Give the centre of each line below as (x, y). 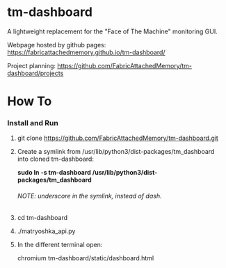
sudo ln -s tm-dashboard (54, 173)
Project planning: (32, 65)
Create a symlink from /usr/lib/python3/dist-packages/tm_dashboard (116, 152)
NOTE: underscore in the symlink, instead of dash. (89, 196)
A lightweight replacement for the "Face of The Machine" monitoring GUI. (112, 31)
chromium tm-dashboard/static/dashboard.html (86, 258)
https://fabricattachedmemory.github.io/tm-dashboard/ (86, 52)
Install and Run (33, 123)
